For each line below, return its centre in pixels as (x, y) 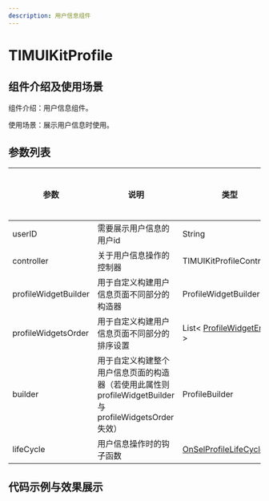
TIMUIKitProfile (61, 55)
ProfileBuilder (208, 394)
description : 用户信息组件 (50, 16)
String (194, 234)
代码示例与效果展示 (56, 487)
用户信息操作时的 (129, 444)
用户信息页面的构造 (133, 373)
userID (25, 234)
